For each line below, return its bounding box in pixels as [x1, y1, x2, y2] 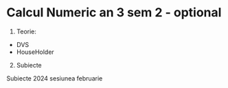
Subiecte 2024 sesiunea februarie [6, 74, 103, 83]
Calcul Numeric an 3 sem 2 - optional [6, 5, 222, 20]
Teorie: [16, 27, 37, 35]
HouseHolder [16, 48, 54, 56]
